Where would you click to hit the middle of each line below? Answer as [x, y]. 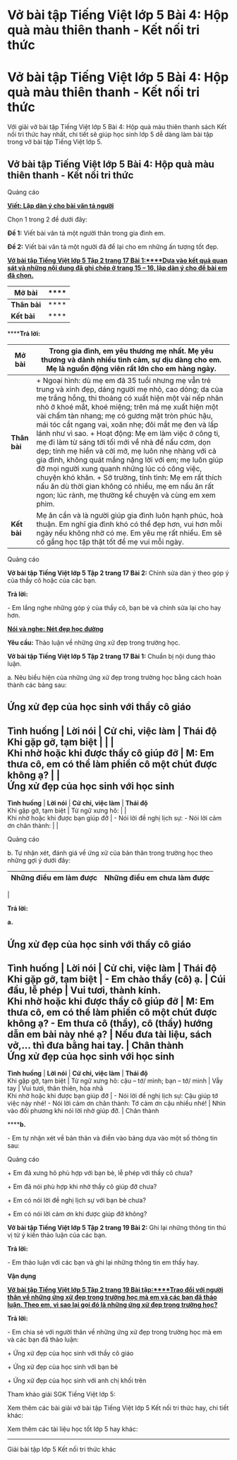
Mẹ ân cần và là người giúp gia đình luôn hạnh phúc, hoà [130, 515]
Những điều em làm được [54, 878]
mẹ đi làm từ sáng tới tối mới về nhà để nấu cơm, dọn [124, 442]
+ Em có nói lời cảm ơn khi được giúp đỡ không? [77, 1214]
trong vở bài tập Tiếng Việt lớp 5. [55, 142]
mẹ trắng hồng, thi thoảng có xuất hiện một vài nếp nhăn [130, 398]
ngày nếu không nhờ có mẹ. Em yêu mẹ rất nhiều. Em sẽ [129, 533]
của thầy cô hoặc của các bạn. [52, 580]
